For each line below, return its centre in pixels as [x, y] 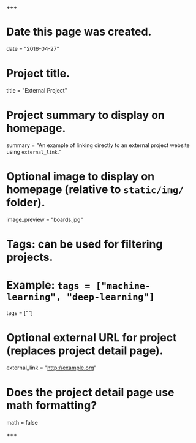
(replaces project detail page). [85, 351]
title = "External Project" [37, 90]
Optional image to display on [81, 176]
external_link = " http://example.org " [51, 368]
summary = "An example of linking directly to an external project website [98, 145]
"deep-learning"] [111, 297]
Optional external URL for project [92, 338]
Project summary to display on [86, 115]
